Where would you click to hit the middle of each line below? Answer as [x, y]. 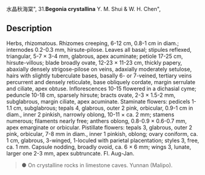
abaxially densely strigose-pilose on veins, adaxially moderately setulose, [99, 69]
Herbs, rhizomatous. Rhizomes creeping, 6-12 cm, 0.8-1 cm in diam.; [93, 43]
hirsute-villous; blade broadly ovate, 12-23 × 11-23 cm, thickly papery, [94, 62]
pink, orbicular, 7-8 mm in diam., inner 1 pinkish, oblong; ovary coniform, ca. [102, 134]
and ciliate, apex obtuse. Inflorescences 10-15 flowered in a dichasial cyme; [102, 88]
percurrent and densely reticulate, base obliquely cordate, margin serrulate [101, 82]
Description [29, 28]
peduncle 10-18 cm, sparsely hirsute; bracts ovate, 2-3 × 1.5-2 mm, [91, 95]
